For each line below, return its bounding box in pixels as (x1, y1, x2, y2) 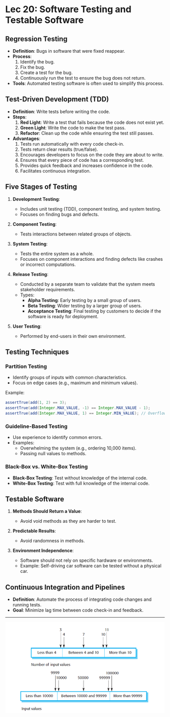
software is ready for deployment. (27, 313, 99, 319)
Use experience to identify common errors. (12, 434, 103, 440)
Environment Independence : (12, 548, 74, 554)
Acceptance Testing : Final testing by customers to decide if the (27, 308, 161, 314)
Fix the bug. (20, 64, 46, 70)
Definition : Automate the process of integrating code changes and (12, 596, 152, 602)
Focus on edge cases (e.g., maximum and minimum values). (12, 380, 138, 386)
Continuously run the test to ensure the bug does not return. (20, 75, 146, 81)
